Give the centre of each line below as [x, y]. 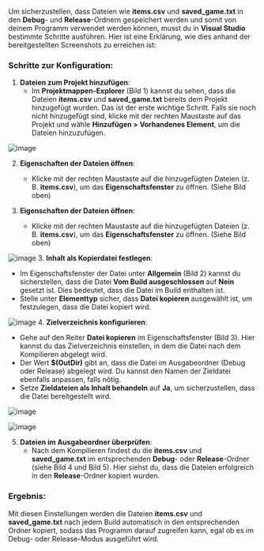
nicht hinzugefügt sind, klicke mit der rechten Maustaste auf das [136, 116]
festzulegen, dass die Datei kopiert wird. [85, 307]
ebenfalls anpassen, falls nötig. [70, 380]
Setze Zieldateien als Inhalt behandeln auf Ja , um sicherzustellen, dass [137, 388]
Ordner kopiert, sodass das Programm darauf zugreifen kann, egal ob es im [131, 530]
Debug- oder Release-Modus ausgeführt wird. [84, 538]
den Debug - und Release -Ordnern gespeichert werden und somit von [123, 20]
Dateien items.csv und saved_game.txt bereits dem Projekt [129, 99]
